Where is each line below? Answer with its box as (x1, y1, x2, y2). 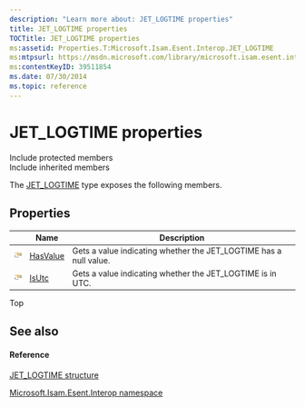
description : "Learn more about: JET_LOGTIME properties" (9, 15, 233, 24)
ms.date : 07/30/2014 (9, 73, 88, 82)
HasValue (29, 250, 65, 261)
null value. (72, 255, 111, 266)
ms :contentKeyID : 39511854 (9, 63, 112, 72)
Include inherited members (9, 162, 111, 173)
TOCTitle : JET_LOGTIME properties (9, 34, 141, 43)
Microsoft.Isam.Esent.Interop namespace (9, 387, 163, 398)
